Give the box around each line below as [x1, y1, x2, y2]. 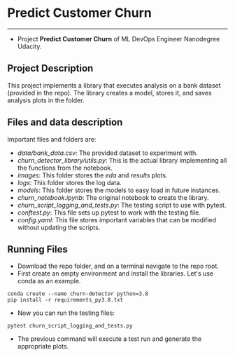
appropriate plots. [17, 342, 69, 351]
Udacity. [17, 42, 42, 50]
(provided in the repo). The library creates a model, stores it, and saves [7, 88, 212, 97]
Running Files [7, 243, 68, 255]
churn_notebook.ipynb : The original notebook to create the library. [17, 193, 209, 201]
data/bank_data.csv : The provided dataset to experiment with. [17, 149, 198, 157]
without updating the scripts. [17, 223, 101, 231]
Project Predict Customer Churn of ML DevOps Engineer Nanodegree [17, 34, 220, 43]
